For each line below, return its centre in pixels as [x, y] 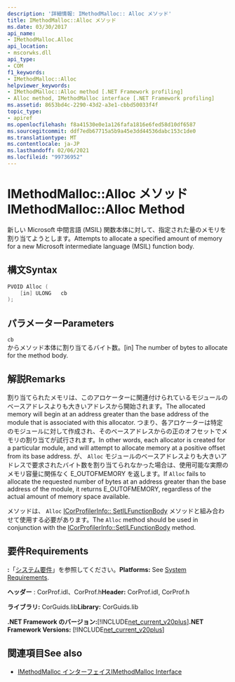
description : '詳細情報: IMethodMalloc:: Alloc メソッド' [89, 14]
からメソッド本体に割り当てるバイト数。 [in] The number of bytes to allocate [117, 348]
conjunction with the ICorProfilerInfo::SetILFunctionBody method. [102, 527]
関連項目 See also [45, 654]
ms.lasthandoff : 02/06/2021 [48, 151]
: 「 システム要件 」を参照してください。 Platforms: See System [97, 569]
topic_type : [25, 111]
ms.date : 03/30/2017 [38, 27]
